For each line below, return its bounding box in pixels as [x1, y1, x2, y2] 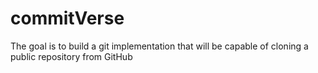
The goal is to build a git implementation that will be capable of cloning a [10, 40, 309, 52]
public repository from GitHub [10, 50, 133, 62]
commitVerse [10, 7, 125, 30]
